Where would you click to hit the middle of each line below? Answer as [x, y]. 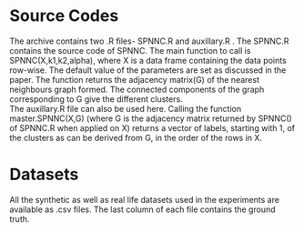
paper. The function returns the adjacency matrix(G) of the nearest [134, 79]
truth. [20, 218]
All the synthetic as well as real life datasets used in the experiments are [145, 199]
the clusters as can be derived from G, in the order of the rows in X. [136, 137]
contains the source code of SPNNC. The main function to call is [130, 50]
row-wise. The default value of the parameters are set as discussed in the [148, 70]
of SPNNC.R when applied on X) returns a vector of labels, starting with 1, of [152, 127]
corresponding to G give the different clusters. [96, 99]
